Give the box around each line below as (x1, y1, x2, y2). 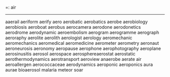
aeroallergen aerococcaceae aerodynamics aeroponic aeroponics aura (5, 61, 153, 67)
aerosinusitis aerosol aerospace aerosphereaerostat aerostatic (5, 51, 136, 57)
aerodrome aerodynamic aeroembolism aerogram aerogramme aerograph (5, 30, 159, 35)
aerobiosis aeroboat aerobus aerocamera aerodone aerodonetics (5, 24, 141, 30)
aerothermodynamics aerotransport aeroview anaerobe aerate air (5, 56, 142, 62)
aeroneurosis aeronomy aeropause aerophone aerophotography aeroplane (5, 45, 161, 51)
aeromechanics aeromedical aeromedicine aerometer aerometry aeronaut (5, 40, 159, 46)
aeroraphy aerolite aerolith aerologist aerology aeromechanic (5, 35, 133, 41)
